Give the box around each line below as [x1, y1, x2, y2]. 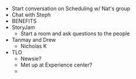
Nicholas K [20, 42, 47, 50]
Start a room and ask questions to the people [20, 30, 130, 37]
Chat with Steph [11, 11, 51, 18]
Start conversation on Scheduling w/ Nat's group [11, 5, 131, 12]
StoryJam [11, 24, 35, 31]
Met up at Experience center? [20, 61, 92, 68]
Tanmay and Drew [11, 37, 56, 43]
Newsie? [20, 55, 42, 62]
